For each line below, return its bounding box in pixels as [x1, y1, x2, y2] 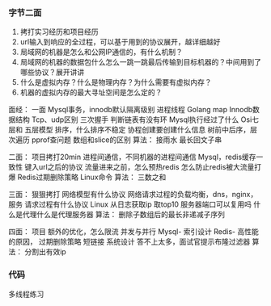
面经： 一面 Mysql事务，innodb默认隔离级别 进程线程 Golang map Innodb [8, 105, 253, 115]
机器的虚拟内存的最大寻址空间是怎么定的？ [19, 87, 163, 98]
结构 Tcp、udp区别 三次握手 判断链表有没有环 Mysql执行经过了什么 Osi [15, 115, 252, 124]
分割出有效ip [23, 247, 66, 257]
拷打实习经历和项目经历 [19, 27, 99, 37]
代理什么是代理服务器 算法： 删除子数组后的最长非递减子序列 [22, 210, 225, 220]
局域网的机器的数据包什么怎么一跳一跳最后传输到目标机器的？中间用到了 [19, 57, 261, 67]
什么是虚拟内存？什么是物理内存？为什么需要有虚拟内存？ [19, 78, 212, 87]
